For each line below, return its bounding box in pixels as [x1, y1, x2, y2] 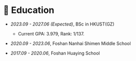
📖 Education [3, 4, 55, 16]
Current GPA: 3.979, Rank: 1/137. [18, 30, 85, 36]
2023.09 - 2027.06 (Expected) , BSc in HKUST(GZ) [10, 21, 115, 27]
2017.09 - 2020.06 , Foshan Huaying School [10, 50, 100, 56]
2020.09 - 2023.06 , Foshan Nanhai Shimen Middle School [10, 40, 131, 46]
